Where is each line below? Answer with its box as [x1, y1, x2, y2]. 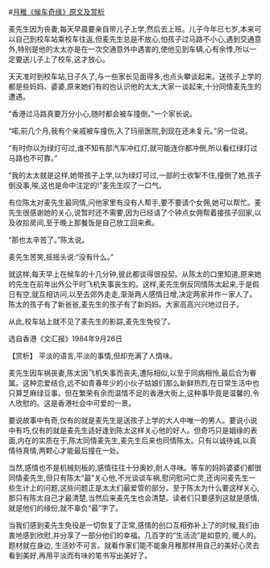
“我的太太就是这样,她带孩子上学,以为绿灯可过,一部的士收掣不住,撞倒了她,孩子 [8, 170, 262, 180]
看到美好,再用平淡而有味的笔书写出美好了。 [8, 551, 152, 560]
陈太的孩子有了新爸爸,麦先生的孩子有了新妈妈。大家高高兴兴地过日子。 [8, 299, 244, 309]
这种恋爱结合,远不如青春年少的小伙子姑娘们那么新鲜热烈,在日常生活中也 [22, 378, 260, 387]
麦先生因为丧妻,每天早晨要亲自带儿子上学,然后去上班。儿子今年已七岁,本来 [8, 24, 255, 34]
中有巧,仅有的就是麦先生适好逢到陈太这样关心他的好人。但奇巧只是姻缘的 [8, 426, 251, 435]
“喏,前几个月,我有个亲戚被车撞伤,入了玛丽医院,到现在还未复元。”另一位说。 [8, 126, 252, 136]
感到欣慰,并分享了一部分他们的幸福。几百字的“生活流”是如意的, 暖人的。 [22, 531, 261, 540]
